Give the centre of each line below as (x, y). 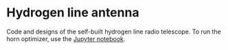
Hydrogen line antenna (73, 13)
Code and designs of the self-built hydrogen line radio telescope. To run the (114, 32)
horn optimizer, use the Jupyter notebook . (66, 38)
